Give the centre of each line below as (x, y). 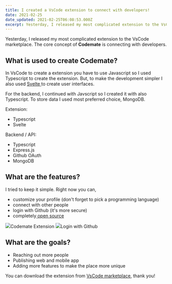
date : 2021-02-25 (24, 15)
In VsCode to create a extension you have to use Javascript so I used (78, 73)
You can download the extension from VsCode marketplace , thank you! (80, 276)
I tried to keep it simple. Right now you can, (51, 189)
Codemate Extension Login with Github (54, 226)
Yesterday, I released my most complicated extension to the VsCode (77, 39)
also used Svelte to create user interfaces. (50, 84)
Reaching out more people (41, 255)
